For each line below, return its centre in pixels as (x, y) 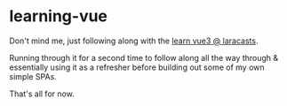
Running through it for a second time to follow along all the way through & (144, 57)
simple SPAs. (33, 76)
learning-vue (59, 16)
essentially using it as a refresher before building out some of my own (137, 67)
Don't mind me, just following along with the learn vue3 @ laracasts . (134, 41)
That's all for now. (42, 94)
